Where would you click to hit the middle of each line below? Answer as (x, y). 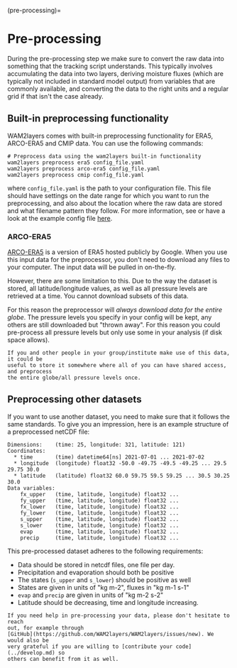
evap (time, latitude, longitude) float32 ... (100, 532)
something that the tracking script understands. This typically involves (110, 66)
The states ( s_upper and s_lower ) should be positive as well (104, 580)
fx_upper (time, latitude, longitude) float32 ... (100, 494)
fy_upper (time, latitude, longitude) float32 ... (100, 500)
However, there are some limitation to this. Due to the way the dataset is (112, 281)
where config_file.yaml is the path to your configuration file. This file (109, 188)
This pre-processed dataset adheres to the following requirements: (105, 551)
